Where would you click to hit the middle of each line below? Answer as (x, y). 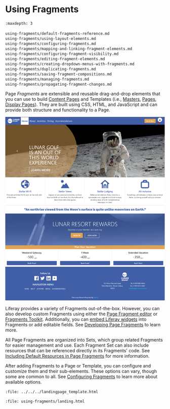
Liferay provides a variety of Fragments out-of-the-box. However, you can (82, 309)
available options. (24, 382)
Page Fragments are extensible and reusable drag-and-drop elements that (83, 94)
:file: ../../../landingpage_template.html (52, 392)
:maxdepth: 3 (19, 23)
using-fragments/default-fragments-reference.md (57, 33)
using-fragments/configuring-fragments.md (51, 44)
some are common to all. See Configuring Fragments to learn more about (81, 377)
